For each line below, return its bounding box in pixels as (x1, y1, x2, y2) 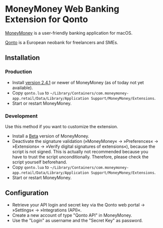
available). (12, 85, 33, 91)
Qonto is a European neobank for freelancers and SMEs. (5, 39, 119, 45)
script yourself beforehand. (12, 159, 67, 165)
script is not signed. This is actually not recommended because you (12, 148, 149, 155)
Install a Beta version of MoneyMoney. (12, 133, 89, 139)
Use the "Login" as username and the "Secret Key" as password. (12, 217, 143, 223)
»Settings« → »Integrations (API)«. (12, 207, 82, 213)
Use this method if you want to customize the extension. (5, 123, 119, 129)
